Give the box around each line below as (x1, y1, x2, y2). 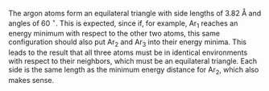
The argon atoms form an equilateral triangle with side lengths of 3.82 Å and (8, 9, 262, 18)
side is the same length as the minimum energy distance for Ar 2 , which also (8, 65, 259, 77)
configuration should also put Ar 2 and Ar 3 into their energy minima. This (8, 37, 247, 49)
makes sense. (8, 76, 55, 85)
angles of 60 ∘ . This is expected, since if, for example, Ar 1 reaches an (8, 17, 238, 30)
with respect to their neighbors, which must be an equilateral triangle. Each (8, 56, 258, 66)
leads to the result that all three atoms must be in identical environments (8, 48, 248, 57)
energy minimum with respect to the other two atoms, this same (8, 29, 220, 39)
